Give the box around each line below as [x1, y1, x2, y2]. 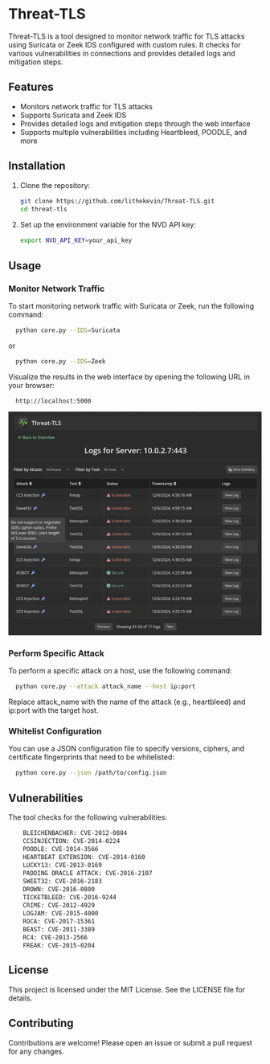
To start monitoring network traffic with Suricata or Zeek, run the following [8, 301, 255, 310]
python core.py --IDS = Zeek [15, 357, 106, 366]
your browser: [8, 380, 55, 390]
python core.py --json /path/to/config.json [15, 769, 167, 777]
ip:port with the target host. [8, 706, 99, 715]
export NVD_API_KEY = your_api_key [19, 236, 133, 245]
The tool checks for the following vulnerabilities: [8, 812, 167, 822]
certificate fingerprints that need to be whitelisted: [8, 752, 175, 762]
